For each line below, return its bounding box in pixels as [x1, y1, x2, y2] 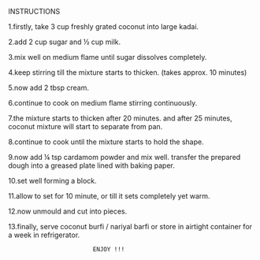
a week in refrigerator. [8, 230, 80, 240]
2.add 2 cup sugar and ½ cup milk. [8, 37, 121, 46]
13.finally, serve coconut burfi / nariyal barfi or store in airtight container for [8, 222, 253, 231]
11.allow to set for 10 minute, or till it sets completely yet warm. [8, 191, 210, 200]
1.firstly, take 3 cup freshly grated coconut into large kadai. [8, 22, 199, 31]
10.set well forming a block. [8, 176, 97, 185]
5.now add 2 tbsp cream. [8, 83, 89, 92]
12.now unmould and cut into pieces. [8, 206, 128, 216]
